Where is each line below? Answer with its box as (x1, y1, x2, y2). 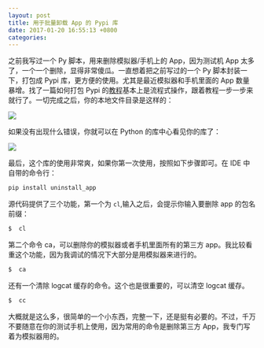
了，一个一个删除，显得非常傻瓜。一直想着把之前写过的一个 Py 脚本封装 (8, 66, 241, 76)
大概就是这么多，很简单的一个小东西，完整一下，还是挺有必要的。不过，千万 (8, 312, 256, 321)
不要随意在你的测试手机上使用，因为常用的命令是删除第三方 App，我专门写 (8, 321, 251, 331)
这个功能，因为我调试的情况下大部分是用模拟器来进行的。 (14, 250, 201, 259)
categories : (8, 33, 47, 42)
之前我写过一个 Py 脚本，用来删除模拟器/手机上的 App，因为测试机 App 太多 (8, 56, 255, 65)
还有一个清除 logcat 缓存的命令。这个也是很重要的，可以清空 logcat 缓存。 (8, 280, 249, 290)
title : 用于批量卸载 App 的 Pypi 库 (8, 19, 119, 27)
